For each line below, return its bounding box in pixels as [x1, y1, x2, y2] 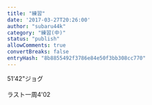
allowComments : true [7, 42, 67, 49]
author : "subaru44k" [7, 23, 67, 30]
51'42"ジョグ [7, 74, 43, 82]
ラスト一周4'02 [7, 90, 51, 98]
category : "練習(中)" [7, 29, 66, 36]
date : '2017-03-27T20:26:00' [7, 16, 91, 23]
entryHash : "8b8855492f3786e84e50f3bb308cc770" [7, 55, 146, 62]
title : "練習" [7, 10, 46, 17]
